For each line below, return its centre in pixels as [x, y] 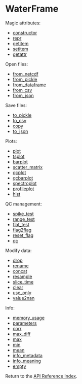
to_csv [19, 120]
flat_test [21, 224]
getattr [19, 54]
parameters [25, 323]
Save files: [16, 105]
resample [22, 276]
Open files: [17, 64]
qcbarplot [23, 178]
